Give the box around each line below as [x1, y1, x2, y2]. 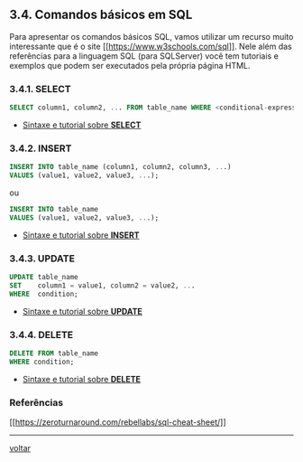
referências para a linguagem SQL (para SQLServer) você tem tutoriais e [9, 50, 280, 61]
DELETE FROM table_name [9, 349, 99, 358]
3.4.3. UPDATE [9, 252, 75, 265]
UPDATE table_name [9, 273, 78, 282]
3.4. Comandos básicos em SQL [9, 7, 193, 23]
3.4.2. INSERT [9, 142, 72, 155]
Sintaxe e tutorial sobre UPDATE [22, 306, 142, 316]
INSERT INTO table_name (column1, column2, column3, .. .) [9, 163, 232, 172]
